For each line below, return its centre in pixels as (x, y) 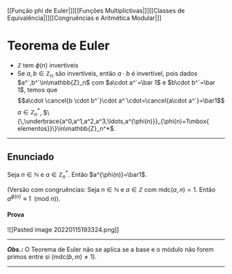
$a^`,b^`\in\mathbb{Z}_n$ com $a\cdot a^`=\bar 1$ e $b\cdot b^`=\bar (116, 82)
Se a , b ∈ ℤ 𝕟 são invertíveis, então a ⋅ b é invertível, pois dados (107, 74)
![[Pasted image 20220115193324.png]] (63, 230)
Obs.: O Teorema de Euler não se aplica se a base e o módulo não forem (110, 250)
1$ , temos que (37, 89)
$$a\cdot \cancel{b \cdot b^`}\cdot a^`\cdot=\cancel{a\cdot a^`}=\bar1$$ (121, 101)
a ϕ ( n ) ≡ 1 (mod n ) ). (34, 198)
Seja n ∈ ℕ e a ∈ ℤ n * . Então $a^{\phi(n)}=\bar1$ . (77, 175)
